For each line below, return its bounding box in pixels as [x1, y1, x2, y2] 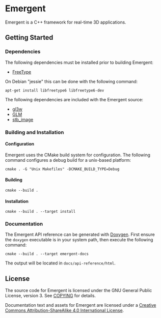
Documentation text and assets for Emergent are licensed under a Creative [5, 302, 157, 308]
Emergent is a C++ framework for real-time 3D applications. [5, 19, 127, 25]
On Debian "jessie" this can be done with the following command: [5, 78, 138, 84]
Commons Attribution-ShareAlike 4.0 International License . [5, 308, 124, 314]
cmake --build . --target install [5, 209, 76, 214]
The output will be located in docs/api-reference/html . [5, 260, 116, 266]
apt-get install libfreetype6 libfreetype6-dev [5, 88, 105, 93]
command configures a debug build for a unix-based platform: [5, 157, 131, 163]
